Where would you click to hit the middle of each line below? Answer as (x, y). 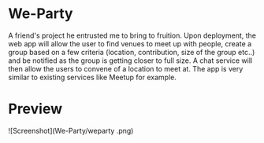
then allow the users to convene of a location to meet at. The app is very (126, 68)
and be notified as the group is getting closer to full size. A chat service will (130, 60)
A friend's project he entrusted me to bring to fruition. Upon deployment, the (132, 35)
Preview (35, 109)
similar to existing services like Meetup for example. (93, 77)
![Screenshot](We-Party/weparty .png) (71, 130)
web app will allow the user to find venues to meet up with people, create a (130, 43)
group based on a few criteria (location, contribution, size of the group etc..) (132, 52)
